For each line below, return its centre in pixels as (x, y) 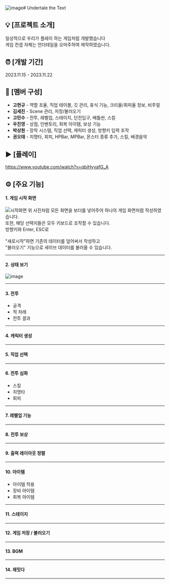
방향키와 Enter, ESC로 (27, 229)
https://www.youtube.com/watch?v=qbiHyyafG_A (57, 167)
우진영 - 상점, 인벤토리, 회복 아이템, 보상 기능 (57, 124)
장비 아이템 (24, 491)
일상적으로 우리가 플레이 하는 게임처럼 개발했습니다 (55, 38)
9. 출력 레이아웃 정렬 (25, 453)
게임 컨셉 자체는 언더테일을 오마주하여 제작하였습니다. (58, 44)
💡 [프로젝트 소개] (30, 25)
